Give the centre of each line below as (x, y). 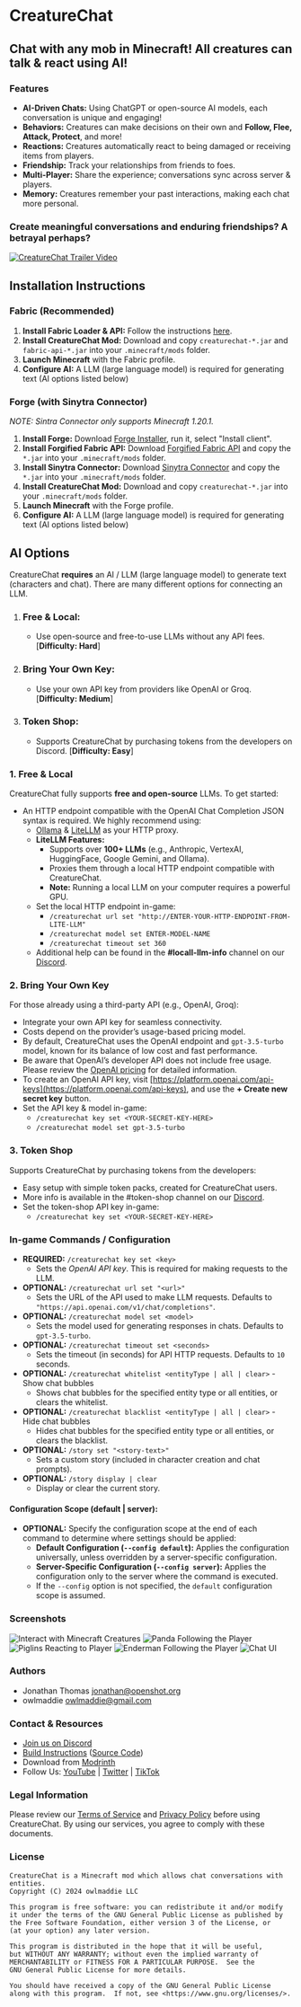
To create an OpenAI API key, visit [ (88, 1080)
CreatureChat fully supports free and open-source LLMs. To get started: (144, 794)
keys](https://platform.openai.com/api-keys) (104, 1089)
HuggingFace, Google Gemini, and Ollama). (129, 859)
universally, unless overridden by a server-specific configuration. (156, 1557)
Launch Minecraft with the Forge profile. (97, 506)
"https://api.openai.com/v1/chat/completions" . (125, 1307)
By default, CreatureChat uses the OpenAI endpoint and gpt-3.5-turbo (153, 1041)
